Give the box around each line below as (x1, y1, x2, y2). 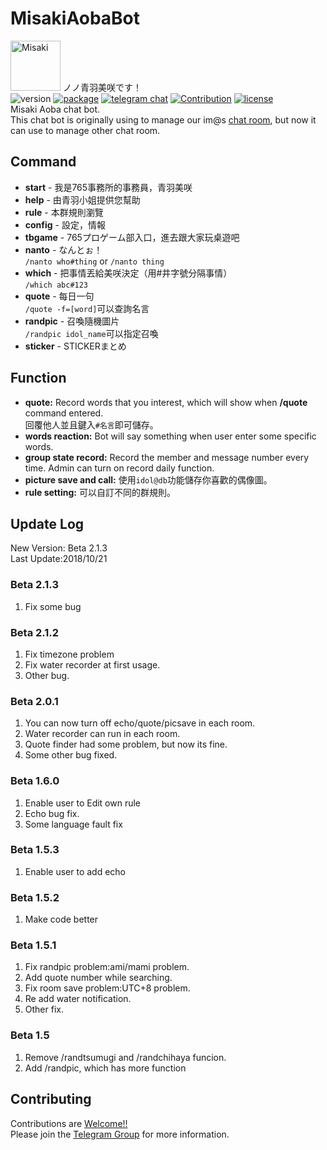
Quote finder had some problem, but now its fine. (24, 738, 228, 751)
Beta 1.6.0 (10, 774, 60, 788)
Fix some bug (24, 600, 82, 612)
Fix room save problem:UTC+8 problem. (24, 982, 191, 994)
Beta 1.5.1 (10, 938, 57, 952)
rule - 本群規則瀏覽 (24, 206, 104, 218)
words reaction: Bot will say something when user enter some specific (24, 430, 317, 442)
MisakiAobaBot (10, 7, 141, 30)
